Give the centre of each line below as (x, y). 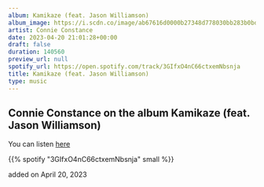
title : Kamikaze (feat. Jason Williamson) (79, 74)
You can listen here (39, 144)
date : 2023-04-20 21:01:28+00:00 (63, 37)
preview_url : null (38, 60)
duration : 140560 (37, 52)
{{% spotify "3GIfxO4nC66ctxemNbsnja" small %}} (91, 159)
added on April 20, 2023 (48, 174)
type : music (27, 81)
